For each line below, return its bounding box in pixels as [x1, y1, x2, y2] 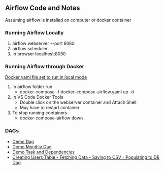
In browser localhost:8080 [12, 51, 66, 57]
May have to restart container [19, 105, 80, 111]
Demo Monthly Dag [12, 143, 52, 149]
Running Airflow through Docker [5, 63, 85, 70]
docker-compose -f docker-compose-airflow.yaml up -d [19, 89, 134, 95]
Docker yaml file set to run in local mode [5, 74, 87, 80]
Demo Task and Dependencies [12, 149, 75, 155]
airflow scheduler [12, 46, 48, 52]
